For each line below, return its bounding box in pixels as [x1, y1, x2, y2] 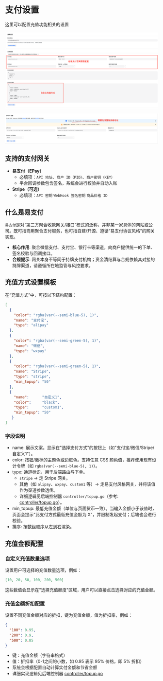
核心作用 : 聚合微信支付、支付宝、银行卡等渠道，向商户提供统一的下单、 [12, 244, 155, 251]
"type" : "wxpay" [14, 348, 47, 353]
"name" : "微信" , [14, 343, 45, 348]
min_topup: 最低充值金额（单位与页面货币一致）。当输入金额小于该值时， [12, 505, 157, 511]
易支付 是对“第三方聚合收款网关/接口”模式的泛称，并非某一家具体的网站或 [5, 222, 149, 228]
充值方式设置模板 [5, 278, 56, 287]
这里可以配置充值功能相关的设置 [5, 21, 69, 27]
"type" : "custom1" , [14, 405, 64, 410]
